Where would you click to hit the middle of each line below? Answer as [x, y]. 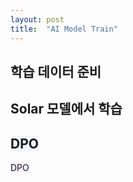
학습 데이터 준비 [56, 71]
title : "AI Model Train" [64, 29]
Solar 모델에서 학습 [66, 109]
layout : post [37, 19]
